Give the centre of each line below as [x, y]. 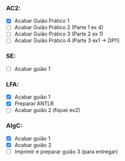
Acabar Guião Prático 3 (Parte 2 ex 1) [59, 34]
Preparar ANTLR [34, 104]
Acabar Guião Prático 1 [42, 21]
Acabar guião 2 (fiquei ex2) [47, 110]
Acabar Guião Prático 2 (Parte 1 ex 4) [59, 27]
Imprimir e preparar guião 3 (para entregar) [66, 151]
